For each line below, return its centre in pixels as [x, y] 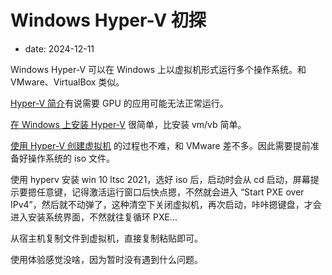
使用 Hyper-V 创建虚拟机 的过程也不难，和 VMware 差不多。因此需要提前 [160, 145]
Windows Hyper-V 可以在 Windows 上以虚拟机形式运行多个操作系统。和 [158, 69]
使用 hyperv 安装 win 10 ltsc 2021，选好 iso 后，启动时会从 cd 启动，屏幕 [160, 179]
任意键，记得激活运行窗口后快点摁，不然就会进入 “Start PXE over [170, 192]
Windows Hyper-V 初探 [108, 20]
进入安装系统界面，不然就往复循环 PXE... [94, 217]
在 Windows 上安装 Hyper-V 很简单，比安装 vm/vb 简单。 [128, 124]
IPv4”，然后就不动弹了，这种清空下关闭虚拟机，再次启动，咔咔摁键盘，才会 [166, 204]
